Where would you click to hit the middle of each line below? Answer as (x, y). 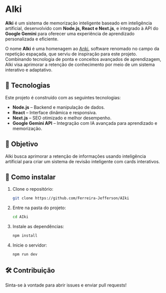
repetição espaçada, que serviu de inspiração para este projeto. (71, 54)
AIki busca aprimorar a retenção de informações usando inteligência (76, 156)
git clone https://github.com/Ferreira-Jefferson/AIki (71, 198)
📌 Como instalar (30, 177)
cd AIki (20, 217)
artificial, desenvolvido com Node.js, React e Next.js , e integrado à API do (82, 28)
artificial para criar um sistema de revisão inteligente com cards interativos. (82, 161)
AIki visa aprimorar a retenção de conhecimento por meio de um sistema (80, 64)
